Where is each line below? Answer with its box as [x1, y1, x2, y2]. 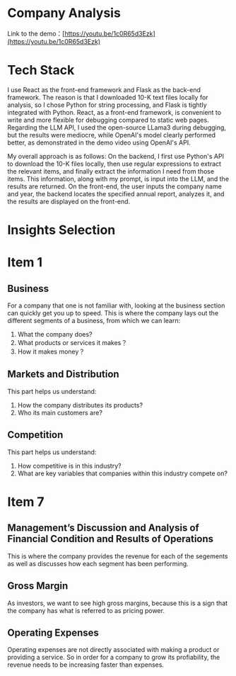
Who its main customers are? [17, 408, 102, 417]
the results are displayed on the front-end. [7, 197, 131, 205]
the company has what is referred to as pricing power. [7, 606, 165, 614]
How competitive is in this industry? [17, 461, 122, 470]
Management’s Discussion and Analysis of [7, 522, 199, 534]
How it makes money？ [17, 347, 85, 356]
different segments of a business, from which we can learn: [7, 317, 181, 325]
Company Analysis [7, 5, 122, 21]
